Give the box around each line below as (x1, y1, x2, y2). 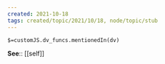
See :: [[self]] (7, 49, 45, 58)
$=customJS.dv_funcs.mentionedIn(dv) (7, 36, 120, 43)
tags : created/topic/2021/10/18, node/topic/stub (7, 17, 159, 24)
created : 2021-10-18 (7, 10, 69, 18)
